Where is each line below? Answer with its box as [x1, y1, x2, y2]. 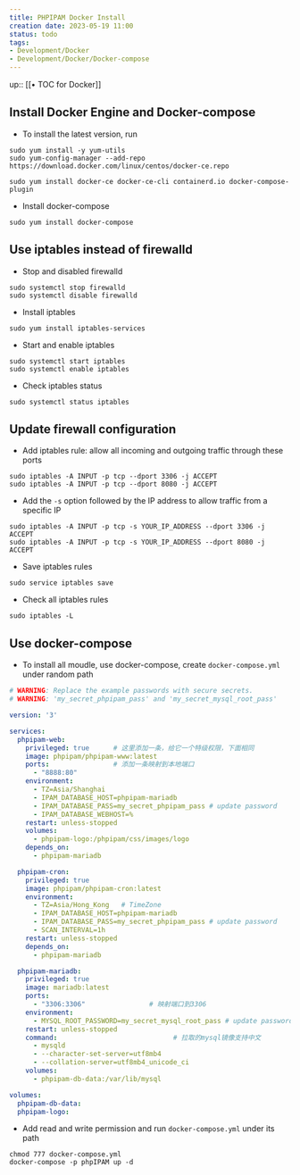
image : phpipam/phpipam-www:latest [25, 752, 158, 761]
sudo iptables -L [9, 612, 74, 621]
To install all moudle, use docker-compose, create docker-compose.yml [21, 660, 281, 671]
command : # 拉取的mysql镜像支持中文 [25, 1033, 262, 1042]
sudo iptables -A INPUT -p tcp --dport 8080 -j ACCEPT [9, 479, 218, 489]
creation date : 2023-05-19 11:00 [9, 21, 134, 30]
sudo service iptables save [9, 579, 114, 587]
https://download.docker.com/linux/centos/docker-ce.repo [9, 162, 229, 171]
